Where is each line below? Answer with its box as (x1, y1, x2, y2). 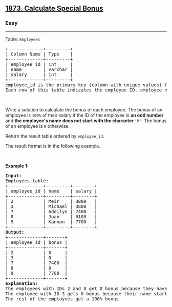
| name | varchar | (5, 66, 73, 72)
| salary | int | (5, 71, 73, 78)
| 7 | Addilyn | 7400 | (5, 208, 97, 215)
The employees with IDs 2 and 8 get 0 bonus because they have (5, 285, 167, 292)
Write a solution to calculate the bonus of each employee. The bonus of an (5, 106, 163, 112)
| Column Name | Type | (5, 51, 73, 57)
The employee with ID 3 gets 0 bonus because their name (5, 291, 152, 297)
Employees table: (5, 178, 49, 184)
